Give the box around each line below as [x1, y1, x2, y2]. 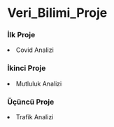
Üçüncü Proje [7, 97, 55, 107]
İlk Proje [7, 30, 36, 40]
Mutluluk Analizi [16, 79, 62, 88]
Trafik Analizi [16, 113, 54, 121]
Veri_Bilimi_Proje [7, 5, 108, 21]
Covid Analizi [16, 46, 54, 54]
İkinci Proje [7, 63, 46, 73]
